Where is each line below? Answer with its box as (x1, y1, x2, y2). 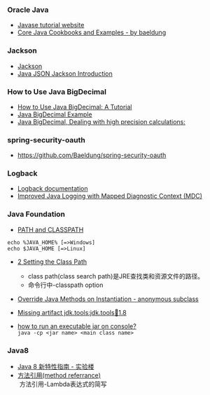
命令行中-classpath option (27, 281, 104, 289)
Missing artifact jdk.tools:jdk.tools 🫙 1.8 (17, 308, 127, 316)
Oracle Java (7, 5, 49, 15)
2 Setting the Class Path (17, 257, 87, 266)
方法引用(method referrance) (17, 371, 101, 380)
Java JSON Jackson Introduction (17, 69, 113, 78)
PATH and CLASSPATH (17, 225, 84, 234)
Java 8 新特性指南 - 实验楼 (17, 363, 94, 371)
